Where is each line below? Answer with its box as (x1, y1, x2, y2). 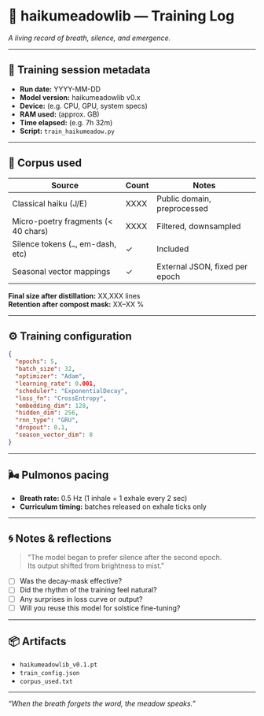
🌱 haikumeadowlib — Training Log (8, 7, 235, 25)
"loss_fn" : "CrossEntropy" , (15, 394, 108, 403)
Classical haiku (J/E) (12, 198, 88, 209)
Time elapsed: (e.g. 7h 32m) (19, 117, 113, 127)
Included (156, 243, 189, 254)
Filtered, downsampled (156, 221, 241, 232)
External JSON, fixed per (156, 261, 248, 272)
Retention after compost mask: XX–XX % (8, 299, 145, 309)
